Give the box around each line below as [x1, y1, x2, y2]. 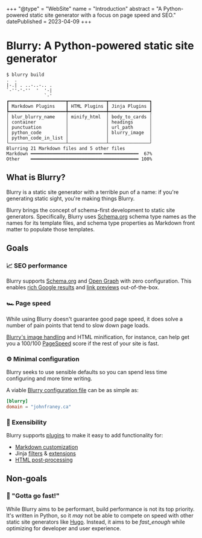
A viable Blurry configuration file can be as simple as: [6, 387, 139, 394]
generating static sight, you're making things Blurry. [6, 195, 135, 202]
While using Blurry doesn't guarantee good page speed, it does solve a [6, 315, 183, 322]
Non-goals [6, 474, 47, 484]
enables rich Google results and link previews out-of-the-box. [6, 284, 160, 291]
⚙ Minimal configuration [6, 355, 80, 363]
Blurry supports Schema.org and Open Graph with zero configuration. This [6, 277, 192, 285]
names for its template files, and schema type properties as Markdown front [6, 219, 195, 227]
